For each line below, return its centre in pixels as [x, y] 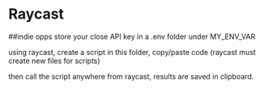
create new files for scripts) [54, 61]
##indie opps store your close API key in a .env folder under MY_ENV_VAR [132, 36]
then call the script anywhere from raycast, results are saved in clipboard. [131, 76]
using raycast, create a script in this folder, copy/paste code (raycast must [132, 52]
